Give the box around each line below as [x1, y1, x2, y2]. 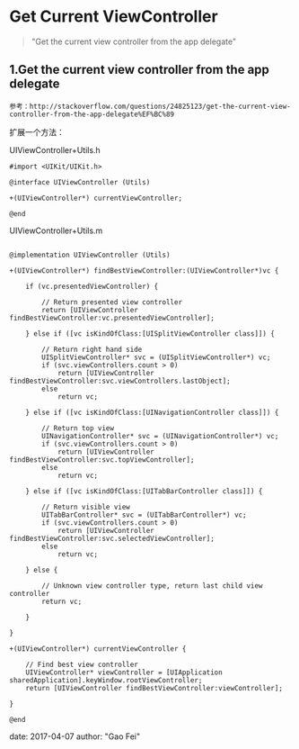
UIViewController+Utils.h [9, 144, 101, 155]
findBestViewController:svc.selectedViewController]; [9, 534, 215, 543]
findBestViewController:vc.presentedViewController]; [9, 313, 215, 322]
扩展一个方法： [9, 126, 65, 137]
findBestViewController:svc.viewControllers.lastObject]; [9, 376, 231, 385]
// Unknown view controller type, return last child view [41, 581, 263, 591]
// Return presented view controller [41, 297, 182, 307]
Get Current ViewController [9, 6, 218, 27]
